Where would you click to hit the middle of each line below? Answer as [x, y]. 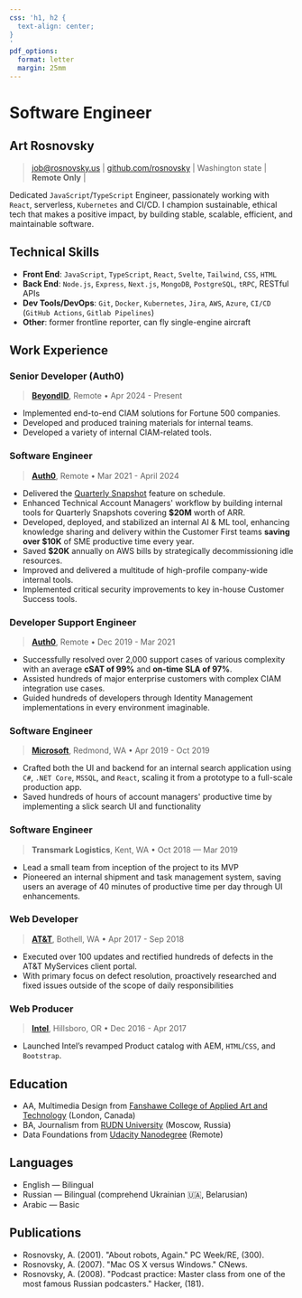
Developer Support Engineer [73, 622]
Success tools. [50, 598]
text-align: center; [56, 26]
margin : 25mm [42, 69]
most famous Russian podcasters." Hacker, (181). [113, 1284]
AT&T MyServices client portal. [80, 966]
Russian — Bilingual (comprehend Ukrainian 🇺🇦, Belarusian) [135, 1194]
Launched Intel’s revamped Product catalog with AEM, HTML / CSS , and [149, 1046]
